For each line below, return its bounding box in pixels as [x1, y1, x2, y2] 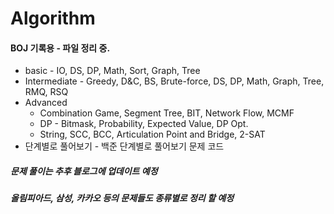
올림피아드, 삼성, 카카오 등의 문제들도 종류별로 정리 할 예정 [10, 192, 235, 204]
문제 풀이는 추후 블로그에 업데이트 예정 [10, 165, 158, 177]
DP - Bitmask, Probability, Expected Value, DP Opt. [39, 118, 249, 130]
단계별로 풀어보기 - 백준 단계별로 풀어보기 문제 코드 [24, 140, 225, 152]
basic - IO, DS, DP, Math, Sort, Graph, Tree [24, 65, 201, 77]
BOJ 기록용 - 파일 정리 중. [10, 42, 111, 54]
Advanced [24, 97, 68, 109]
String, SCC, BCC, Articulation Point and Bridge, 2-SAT [39, 128, 266, 141]
